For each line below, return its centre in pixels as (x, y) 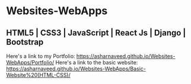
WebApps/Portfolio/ (30, 62)
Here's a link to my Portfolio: (41, 56)
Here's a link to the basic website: (97, 62)
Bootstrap (25, 42)
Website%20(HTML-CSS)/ (39, 75)
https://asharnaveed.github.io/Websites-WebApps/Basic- (76, 69)
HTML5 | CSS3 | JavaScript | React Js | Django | (96, 33)
